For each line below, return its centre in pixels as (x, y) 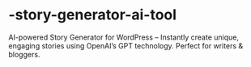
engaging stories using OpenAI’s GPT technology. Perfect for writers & (126, 45)
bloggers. (24, 54)
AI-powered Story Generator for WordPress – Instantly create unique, (124, 37)
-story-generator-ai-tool (92, 15)
